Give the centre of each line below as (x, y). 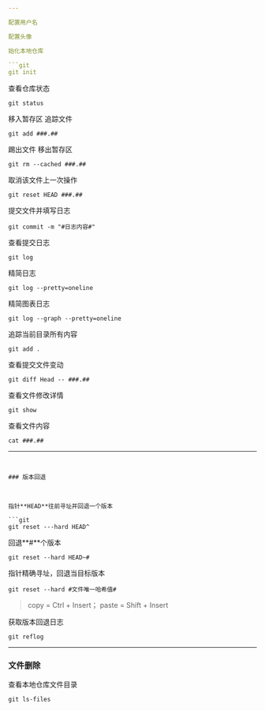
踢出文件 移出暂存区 (40, 150)
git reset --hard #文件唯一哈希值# (62, 590)
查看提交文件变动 (36, 365)
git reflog (26, 637)
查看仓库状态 (29, 88)
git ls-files (30, 699)
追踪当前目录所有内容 (43, 334)
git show (22, 411)
